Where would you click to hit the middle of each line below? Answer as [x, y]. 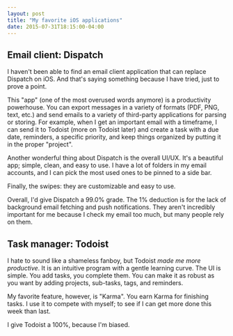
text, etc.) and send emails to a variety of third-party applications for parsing [117, 115]
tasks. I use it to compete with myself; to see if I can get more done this [110, 304]
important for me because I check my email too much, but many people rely [116, 215]
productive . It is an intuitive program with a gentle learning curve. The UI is [114, 268]
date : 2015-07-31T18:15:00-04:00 [56, 26]
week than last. [29, 311]
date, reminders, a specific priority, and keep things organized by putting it [114, 137]
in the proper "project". [40, 144]
